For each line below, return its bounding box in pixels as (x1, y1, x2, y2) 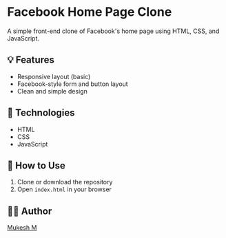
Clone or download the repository (17, 178, 113, 186)
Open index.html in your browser (17, 185, 112, 193)
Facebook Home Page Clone (7, 4, 172, 20)
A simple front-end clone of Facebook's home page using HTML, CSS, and (7, 27, 220, 35)
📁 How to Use (7, 160, 65, 171)
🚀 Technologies (7, 107, 75, 119)
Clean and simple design (17, 87, 88, 95)
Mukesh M (7, 224, 37, 232)
